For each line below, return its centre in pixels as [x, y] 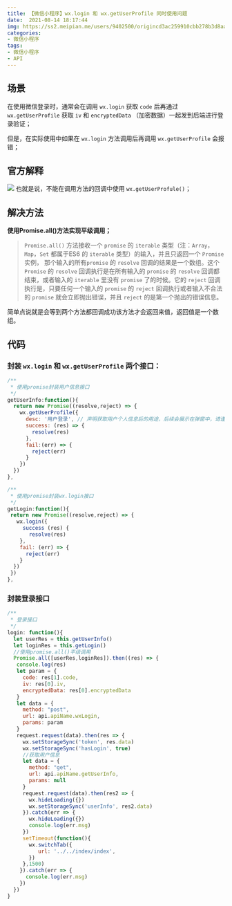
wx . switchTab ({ [50, 844]
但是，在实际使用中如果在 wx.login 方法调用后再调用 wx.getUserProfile [109, 138]
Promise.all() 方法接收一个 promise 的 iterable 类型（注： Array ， [119, 246]
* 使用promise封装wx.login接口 [52, 496]
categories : [24, 33]
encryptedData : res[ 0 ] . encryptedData [77, 690]
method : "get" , [50, 768]
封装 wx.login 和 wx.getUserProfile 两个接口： [84, 366]
